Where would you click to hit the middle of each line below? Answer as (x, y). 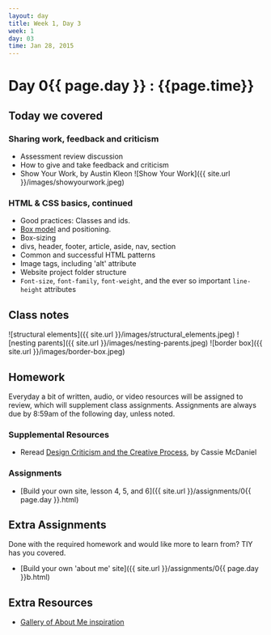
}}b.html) (35, 577)
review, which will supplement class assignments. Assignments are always (133, 404)
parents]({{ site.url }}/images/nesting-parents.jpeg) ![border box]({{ (150, 343)
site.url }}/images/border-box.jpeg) (67, 352)
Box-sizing (38, 238)
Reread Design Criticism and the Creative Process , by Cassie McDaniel (138, 452)
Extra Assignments (57, 525)
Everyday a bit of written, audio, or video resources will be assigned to (126, 396)
